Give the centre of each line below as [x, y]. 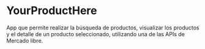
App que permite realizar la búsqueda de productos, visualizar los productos [103, 28]
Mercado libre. [25, 40]
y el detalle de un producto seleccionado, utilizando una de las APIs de [95, 34]
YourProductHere [52, 11]
